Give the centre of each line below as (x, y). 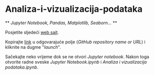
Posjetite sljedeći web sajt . (32, 32)
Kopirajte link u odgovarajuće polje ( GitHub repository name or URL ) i (75, 42)
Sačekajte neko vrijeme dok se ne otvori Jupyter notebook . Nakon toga (77, 56)
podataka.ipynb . (22, 67)
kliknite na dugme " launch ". (33, 47)
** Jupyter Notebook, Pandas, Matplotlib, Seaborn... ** (61, 23)
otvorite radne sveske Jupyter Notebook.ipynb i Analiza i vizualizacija (76, 62)
